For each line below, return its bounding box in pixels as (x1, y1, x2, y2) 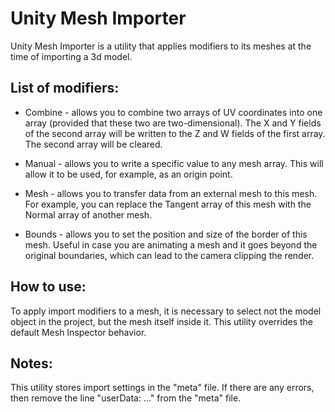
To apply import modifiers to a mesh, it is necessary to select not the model (10, 305, 322, 317)
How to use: (10, 278, 87, 296)
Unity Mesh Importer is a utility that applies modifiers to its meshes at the (10, 40, 312, 52)
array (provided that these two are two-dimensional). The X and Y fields (24, 117, 322, 129)
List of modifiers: (10, 80, 120, 97)
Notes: (10, 355, 53, 372)
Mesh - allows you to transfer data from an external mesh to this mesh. (24, 187, 318, 199)
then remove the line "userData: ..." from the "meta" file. (10, 392, 242, 404)
